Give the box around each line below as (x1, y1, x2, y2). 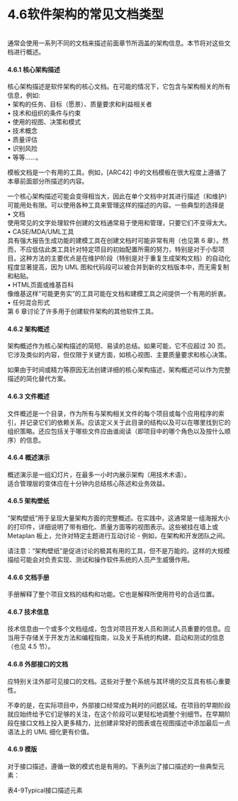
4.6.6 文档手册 (7, 573, 50, 581)
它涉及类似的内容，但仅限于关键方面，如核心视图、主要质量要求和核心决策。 (7, 351, 231, 359)
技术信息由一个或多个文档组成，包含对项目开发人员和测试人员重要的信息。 (7, 625, 225, 633)
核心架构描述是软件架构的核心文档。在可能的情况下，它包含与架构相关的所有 (7, 82, 231, 91)
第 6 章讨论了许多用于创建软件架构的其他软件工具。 (7, 307, 158, 316)
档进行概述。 (7, 47, 45, 56)
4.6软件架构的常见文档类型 (7, 6, 164, 23)
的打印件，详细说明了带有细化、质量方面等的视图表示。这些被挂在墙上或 (7, 522, 218, 531)
